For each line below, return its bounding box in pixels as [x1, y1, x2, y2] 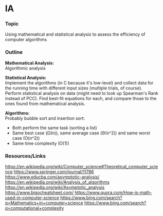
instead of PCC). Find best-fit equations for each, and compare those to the [5, 95, 157, 101]
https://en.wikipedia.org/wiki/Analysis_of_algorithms [5, 179, 110, 185]
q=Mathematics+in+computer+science [5, 200, 84, 206]
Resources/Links [5, 152, 46, 159]
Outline [5, 49, 23, 56]
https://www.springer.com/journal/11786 [14, 169, 94, 175]
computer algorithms [5, 37, 47, 43]
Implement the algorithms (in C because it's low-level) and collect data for [5, 80, 154, 86]
